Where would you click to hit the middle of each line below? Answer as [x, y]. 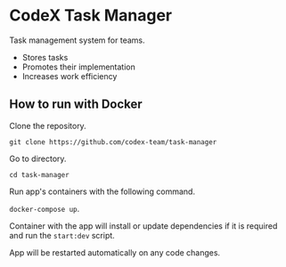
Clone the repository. [48, 125]
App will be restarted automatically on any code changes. [115, 252]
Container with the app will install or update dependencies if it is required [143, 226]
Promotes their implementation [79, 67]
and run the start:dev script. [62, 235]
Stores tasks [45, 57]
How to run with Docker [76, 105]
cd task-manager [39, 174]
